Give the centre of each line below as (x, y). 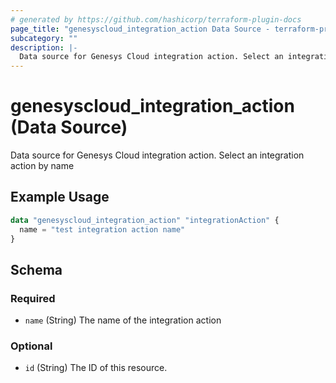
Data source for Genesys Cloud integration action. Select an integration (157, 155)
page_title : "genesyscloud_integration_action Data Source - (140, 29)
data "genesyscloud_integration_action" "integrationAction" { (145, 220)
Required (33, 298)
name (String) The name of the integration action (123, 320)
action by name (42, 166)
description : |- (44, 47)
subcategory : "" (44, 38)
